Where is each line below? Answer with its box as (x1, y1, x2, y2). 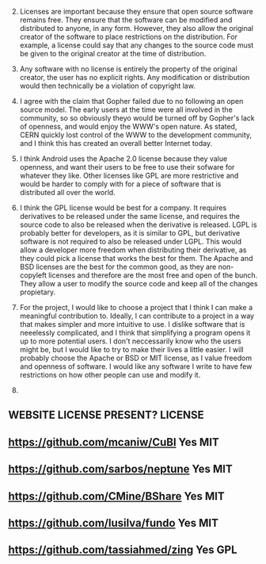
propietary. (19, 287, 56, 297)
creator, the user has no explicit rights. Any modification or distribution (19, 73, 250, 82)
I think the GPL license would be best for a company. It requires (19, 203, 227, 213)
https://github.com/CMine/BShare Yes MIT (8, 489, 225, 503)
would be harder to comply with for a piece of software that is (19, 179, 222, 189)
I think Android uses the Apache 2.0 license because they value (19, 154, 228, 163)
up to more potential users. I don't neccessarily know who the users (19, 336, 241, 346)
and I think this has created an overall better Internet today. (19, 139, 212, 148)
